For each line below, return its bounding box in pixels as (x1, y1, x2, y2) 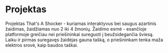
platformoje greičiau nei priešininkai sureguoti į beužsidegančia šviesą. (5, 31, 154, 37)
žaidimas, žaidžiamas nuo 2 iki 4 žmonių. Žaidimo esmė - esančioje (5, 25, 147, 32)
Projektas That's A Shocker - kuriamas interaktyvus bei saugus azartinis (5, 20, 157, 26)
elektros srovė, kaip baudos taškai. (5, 42, 78, 48)
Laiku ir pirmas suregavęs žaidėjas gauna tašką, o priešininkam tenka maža (5, 37, 163, 43)
